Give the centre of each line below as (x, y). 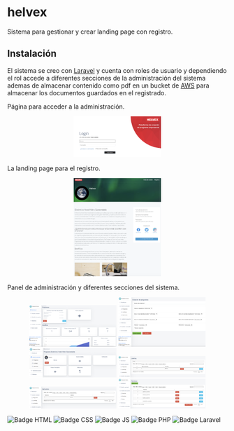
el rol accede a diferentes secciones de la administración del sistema (107, 78)
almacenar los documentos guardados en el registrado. (87, 93)
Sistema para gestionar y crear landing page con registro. (90, 32)
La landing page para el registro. (54, 168)
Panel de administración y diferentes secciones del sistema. (94, 287)
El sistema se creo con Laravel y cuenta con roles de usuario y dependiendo (117, 70)
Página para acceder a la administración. (66, 107)
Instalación (32, 54)
